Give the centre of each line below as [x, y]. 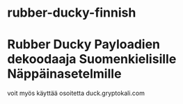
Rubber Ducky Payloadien [84, 45]
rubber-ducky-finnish [72, 13]
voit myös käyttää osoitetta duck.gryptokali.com [76, 93]
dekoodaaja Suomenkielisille [92, 59]
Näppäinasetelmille [64, 74]
